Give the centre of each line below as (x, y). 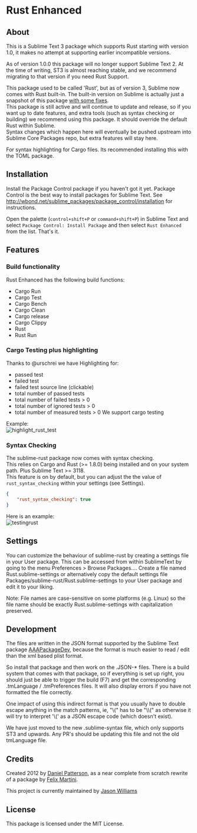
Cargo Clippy (31, 322)
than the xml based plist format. (45, 656)
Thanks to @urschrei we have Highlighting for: (63, 363)
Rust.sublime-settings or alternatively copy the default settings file (87, 574)
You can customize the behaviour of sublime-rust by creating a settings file (97, 555)
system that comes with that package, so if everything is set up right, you (95, 674)
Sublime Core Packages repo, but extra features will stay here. (82, 138)
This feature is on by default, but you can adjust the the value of (84, 477)
